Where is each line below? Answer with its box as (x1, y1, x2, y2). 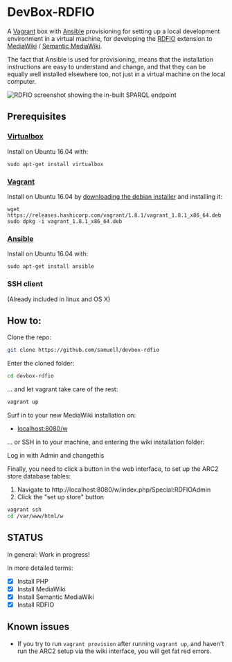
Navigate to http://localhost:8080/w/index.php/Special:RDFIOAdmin (17, 485, 211, 494)
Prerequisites (7, 111, 66, 123)
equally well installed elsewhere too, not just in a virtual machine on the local (7, 70, 226, 78)
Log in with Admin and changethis (7, 451, 105, 459)
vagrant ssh (7, 506, 42, 513)
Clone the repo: (7, 333, 52, 341)
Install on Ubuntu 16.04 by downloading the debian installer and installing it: (7, 192, 223, 201)
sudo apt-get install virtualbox (7, 161, 104, 168)
